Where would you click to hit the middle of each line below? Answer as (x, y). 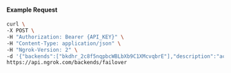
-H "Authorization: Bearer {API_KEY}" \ (66, 37)
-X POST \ (21, 31)
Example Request (32, 10)
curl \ (16, 24)
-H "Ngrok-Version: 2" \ (42, 50)
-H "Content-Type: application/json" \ (64, 43)
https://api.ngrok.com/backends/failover (67, 63)
